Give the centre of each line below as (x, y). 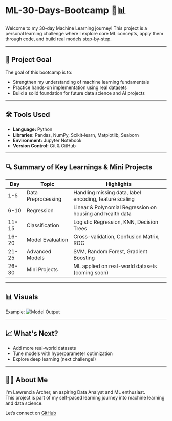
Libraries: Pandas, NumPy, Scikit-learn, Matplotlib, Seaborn (76, 135)
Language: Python (33, 129)
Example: (15, 312)
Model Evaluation (47, 240)
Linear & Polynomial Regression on (115, 207)
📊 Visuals (22, 297)
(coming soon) (91, 273)
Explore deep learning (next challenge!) (54, 359)
